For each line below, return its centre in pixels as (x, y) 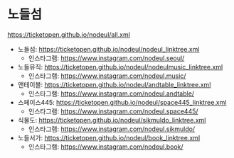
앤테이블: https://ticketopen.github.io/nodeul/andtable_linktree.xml (114, 84)
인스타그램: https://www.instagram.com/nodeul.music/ (107, 76)
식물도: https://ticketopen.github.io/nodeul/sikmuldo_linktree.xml (112, 120)
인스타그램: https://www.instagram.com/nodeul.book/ (106, 147)
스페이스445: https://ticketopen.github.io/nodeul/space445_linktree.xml (122, 102)
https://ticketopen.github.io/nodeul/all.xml (69, 34)
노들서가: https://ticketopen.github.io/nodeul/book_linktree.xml (109, 137)
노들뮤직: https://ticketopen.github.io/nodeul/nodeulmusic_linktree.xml (120, 67)
